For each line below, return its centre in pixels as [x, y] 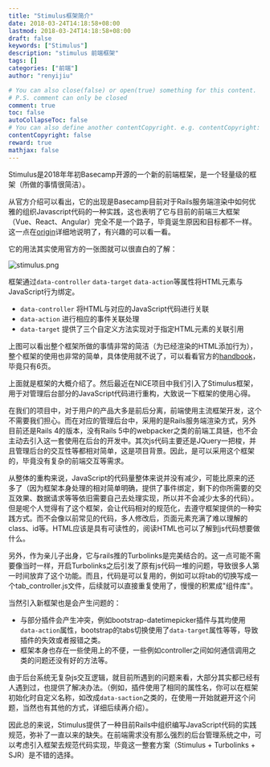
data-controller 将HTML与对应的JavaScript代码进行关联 [115, 309]
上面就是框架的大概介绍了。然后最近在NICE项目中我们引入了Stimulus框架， [133, 383]
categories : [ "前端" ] [43, 68]
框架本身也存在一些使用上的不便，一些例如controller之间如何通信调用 [134, 650]
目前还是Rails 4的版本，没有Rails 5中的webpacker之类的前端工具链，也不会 [133, 430]
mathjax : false [34, 150]
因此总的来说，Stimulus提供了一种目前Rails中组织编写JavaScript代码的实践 [133, 724]
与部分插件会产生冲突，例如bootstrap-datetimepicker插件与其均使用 [133, 620]
